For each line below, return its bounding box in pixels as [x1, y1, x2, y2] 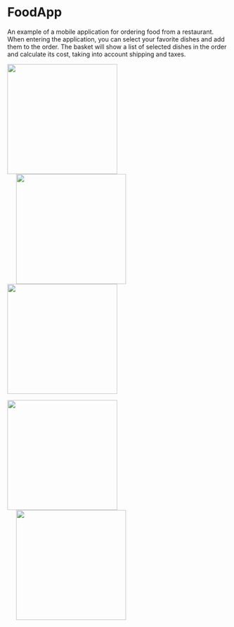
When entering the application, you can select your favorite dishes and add [7, 34, 225, 43]
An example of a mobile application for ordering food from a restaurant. [7, 27, 214, 36]
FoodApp [7, 4, 62, 20]
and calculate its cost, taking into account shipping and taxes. [7, 50, 186, 58]
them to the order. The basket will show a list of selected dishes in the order [7, 42, 227, 51]
